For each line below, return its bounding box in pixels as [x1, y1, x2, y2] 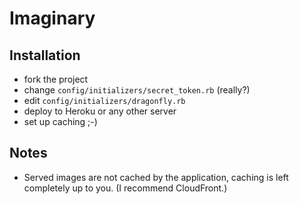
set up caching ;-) [23, 116, 98, 127]
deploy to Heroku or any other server [23, 105, 177, 117]
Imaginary [9, 7, 96, 30]
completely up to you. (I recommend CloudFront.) [23, 182, 228, 194]
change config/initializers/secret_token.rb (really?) [23, 84, 251, 96]
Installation [9, 47, 81, 64]
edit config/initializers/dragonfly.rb [23, 95, 186, 106]
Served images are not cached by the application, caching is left [23, 171, 289, 183]
